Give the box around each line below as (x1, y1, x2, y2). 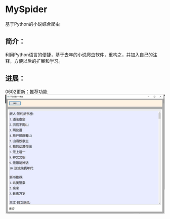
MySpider (5, 4, 48, 15)
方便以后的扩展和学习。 (14, 58, 63, 64)
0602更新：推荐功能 (5, 89, 48, 95)
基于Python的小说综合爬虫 (5, 21, 60, 27)
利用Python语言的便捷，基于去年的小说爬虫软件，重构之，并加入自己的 (5, 52, 153, 58)
